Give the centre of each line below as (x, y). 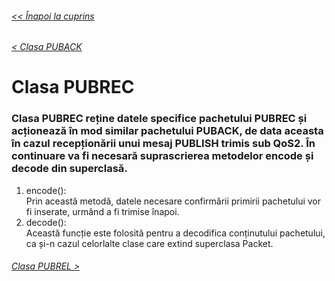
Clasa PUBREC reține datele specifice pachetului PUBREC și (159, 119)
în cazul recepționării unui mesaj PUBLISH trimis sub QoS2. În (163, 144)
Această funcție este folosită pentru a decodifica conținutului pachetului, (175, 233)
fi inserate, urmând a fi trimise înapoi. (102, 211)
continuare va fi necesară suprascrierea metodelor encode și (162, 156)
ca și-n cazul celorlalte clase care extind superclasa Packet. (149, 243)
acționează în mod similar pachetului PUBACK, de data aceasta (167, 131)
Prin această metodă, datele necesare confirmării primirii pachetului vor (173, 201)
